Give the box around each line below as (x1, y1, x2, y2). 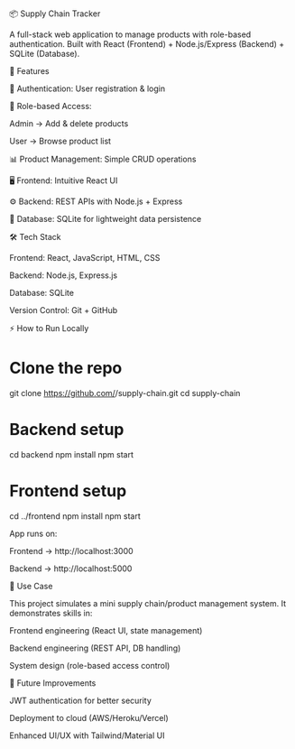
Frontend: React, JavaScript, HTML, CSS (9, 253, 161, 263)
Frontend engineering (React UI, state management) (9, 624, 203, 635)
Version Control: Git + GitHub (9, 305, 118, 315)
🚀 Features (9, 66, 50, 76)
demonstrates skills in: (9, 607, 93, 618)
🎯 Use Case (9, 580, 53, 591)
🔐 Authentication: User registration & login (9, 83, 165, 94)
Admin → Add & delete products (9, 118, 129, 129)
